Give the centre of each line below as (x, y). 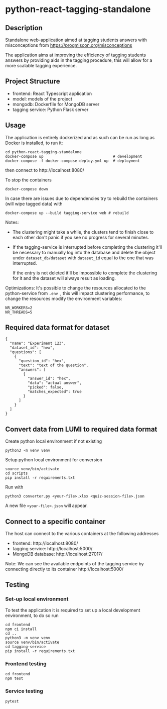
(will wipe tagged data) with (34, 204)
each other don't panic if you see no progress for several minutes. (81, 237)
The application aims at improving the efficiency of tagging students (76, 55)
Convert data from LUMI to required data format (81, 429)
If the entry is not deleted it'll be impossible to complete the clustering (85, 273)
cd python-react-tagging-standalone (43, 152)
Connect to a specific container (55, 521)
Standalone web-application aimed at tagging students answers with (76, 40)
